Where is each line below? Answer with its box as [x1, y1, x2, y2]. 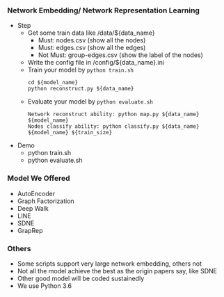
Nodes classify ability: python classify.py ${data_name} [27, 123, 200, 130]
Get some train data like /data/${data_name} [27, 29, 155, 37]
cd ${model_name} [27, 79, 79, 86]
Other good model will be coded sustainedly [17, 274, 145, 282]
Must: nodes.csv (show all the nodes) [38, 36, 146, 45]
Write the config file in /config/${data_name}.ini [27, 58, 165, 67]
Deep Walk [17, 204, 49, 212]
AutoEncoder [17, 189, 56, 198]
